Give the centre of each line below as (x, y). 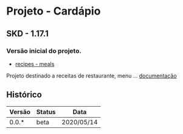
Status (46, 112)
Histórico (24, 95)
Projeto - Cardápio (54, 11)
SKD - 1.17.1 (27, 34)
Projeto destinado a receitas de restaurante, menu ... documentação (92, 75)
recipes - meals (35, 64)
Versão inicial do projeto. (44, 51)
